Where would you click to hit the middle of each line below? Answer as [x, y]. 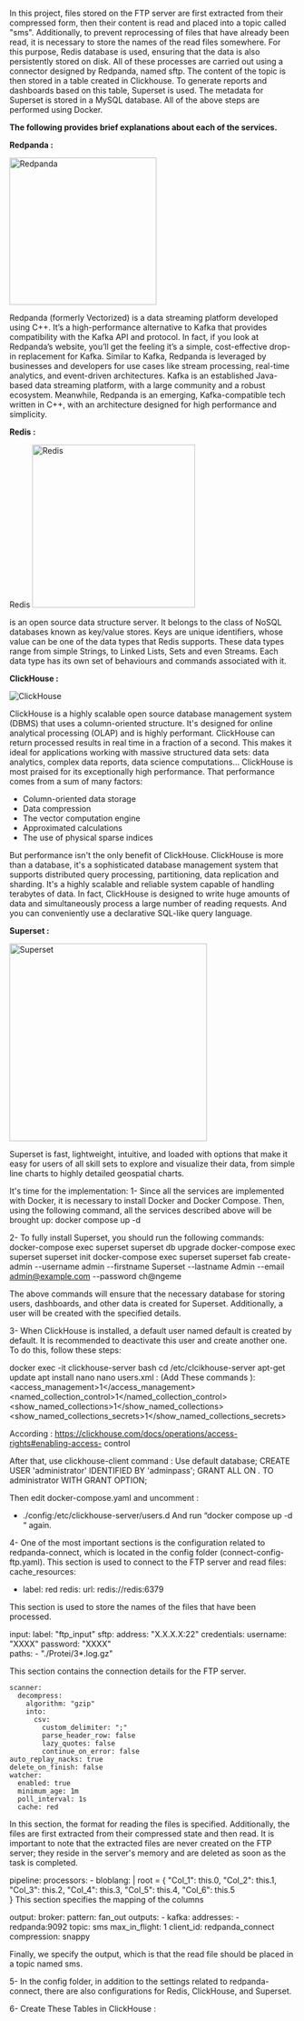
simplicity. [28, 414]
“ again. [37, 1525]
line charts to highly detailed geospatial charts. [97, 1173]
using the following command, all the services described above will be [141, 1210]
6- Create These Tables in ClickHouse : [83, 2009]
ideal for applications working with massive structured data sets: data [139, 752]
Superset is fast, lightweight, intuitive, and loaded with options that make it [149, 1154]
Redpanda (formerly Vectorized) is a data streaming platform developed [144, 318]
